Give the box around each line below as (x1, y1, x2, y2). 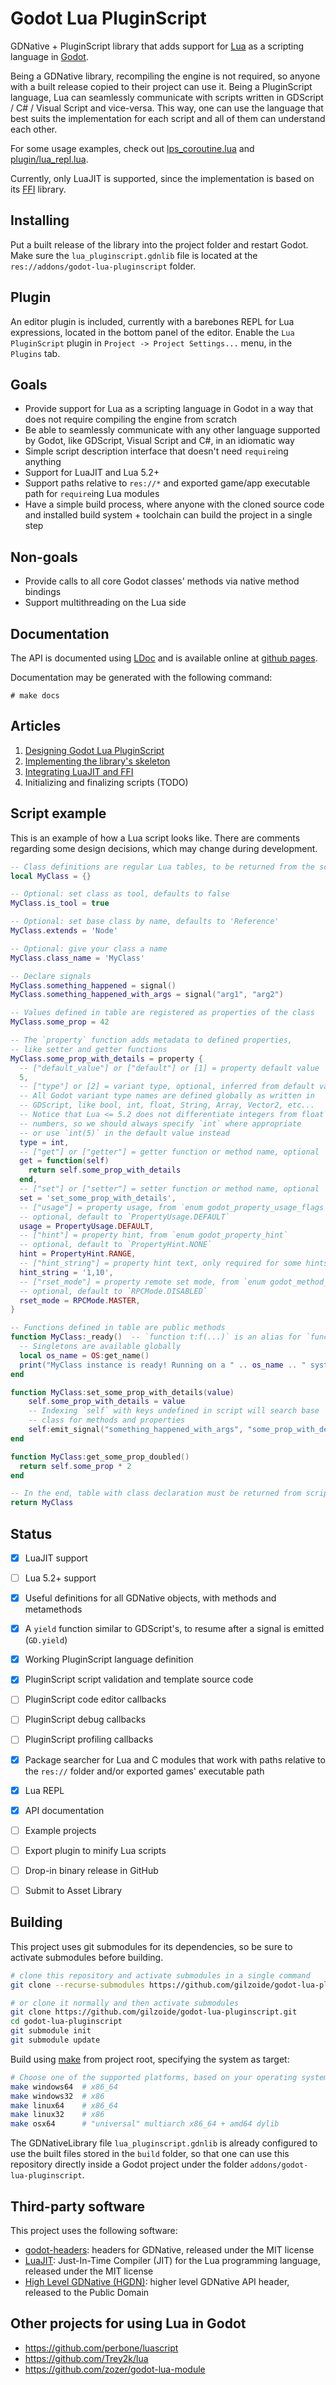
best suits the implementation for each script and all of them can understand (10, 112, 326, 124)
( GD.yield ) (24, 1634, 68, 1646)
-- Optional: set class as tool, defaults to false (10, 889, 230, 899)
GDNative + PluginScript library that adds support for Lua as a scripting (10, 40, 305, 52)
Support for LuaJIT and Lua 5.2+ (24, 467, 160, 479)
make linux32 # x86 (10, 2110, 105, 2120)
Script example (10, 805, 107, 822)
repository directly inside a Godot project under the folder (10, 2158, 248, 2171)
